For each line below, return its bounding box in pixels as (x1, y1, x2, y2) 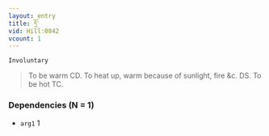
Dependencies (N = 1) (8, 100, 95, 111)
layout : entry (8, 11, 57, 20)
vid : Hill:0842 (8, 27, 60, 35)
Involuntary (8, 57, 48, 65)
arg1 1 (19, 118, 40, 128)
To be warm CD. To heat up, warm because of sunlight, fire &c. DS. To (27, 70, 262, 81)
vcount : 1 (8, 34, 42, 43)
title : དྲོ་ (8, 19, 39, 28)
